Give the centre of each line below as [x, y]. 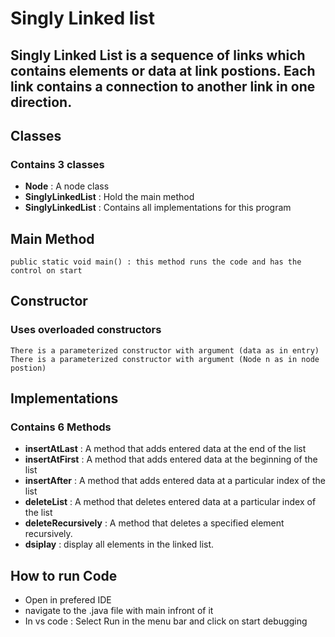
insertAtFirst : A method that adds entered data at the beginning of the [171, 459]
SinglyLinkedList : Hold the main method [109, 197]
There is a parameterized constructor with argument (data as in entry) [165, 350]
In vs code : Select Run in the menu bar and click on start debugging [166, 621]
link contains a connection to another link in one [163, 86]
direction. [41, 102]
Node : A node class [67, 186]
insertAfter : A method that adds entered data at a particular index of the [175, 481]
